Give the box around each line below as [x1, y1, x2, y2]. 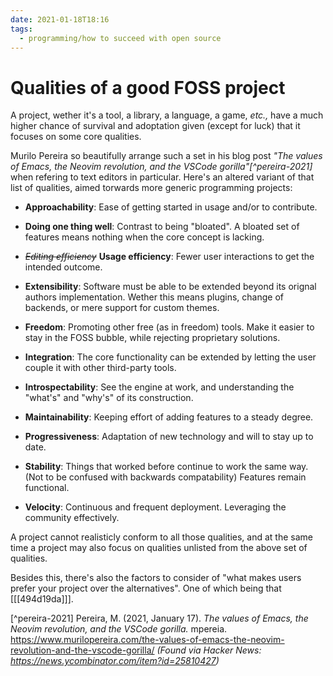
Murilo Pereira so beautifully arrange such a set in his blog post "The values [10, 150, 323, 162]
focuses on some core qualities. [10, 131, 142, 143]
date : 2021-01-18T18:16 [10, 14, 110, 25]
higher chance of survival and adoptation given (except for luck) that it [10, 120, 301, 132]
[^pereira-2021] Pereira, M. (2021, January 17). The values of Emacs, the [10, 612, 309, 625]
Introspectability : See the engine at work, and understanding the [24, 381, 295, 393]
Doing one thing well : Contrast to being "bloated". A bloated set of [24, 221, 300, 233]
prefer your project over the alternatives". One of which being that [10, 582, 282, 595]
